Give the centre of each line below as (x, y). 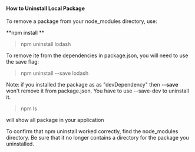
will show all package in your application (55, 120)
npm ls (29, 108)
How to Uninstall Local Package (46, 8)
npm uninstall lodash (46, 44)
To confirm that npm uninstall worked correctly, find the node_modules (92, 131)
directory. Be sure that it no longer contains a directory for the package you (98, 138)
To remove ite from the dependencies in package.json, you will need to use (97, 55)
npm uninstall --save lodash (54, 73)
